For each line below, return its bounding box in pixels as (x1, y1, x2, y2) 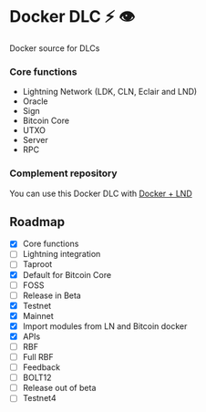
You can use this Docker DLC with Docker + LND (9, 188, 193, 199)
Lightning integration (22, 249, 101, 260)
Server (22, 135, 48, 146)
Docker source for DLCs (9, 42, 100, 54)
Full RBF (22, 352, 55, 363)
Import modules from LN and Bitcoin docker (22, 320, 188, 332)
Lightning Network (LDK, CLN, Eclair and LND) (22, 87, 198, 98)
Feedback (22, 362, 61, 373)
